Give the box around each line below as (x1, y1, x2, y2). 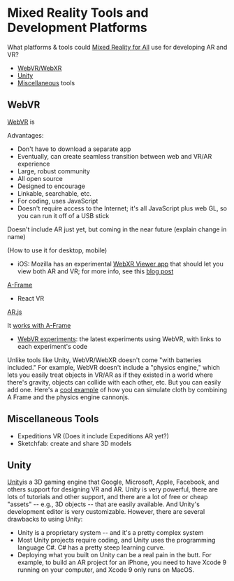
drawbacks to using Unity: (7, 515, 83, 524)
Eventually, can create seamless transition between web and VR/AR (17, 152, 212, 160)
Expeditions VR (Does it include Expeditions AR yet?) (17, 431, 170, 440)
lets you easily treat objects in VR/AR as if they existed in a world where (7, 371, 214, 379)
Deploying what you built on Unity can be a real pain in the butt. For (17, 551, 212, 559)
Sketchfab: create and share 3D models (17, 439, 132, 447)
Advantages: (7, 131, 44, 139)
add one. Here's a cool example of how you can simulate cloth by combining (7, 385, 228, 394)
